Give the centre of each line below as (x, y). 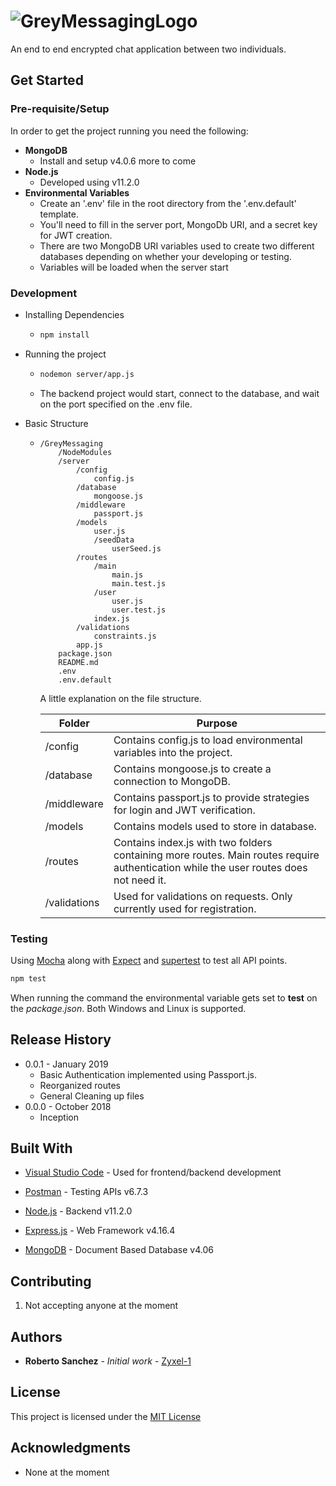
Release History (61, 1040)
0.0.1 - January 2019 (66, 1064)
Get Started (47, 80)
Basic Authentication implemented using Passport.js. (148, 1074)
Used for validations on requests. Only (203, 896)
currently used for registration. (185, 908)
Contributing (51, 1281)
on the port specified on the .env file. (116, 404)
